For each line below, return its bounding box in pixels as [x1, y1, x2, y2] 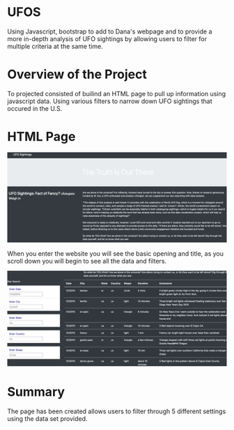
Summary [7, 384, 65, 400]
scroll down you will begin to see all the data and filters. [7, 256, 167, 265]
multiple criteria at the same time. [7, 42, 103, 50]
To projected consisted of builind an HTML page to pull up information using [7, 89, 226, 98]
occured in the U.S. [7, 104, 63, 112]
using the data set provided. [7, 414, 88, 422]
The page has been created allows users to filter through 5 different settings [7, 407, 226, 415]
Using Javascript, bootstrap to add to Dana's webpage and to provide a [7, 27, 212, 36]
